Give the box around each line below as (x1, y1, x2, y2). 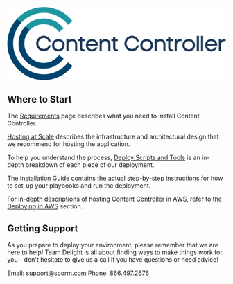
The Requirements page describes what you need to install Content (7, 112, 200, 121)
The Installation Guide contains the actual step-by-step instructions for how (7, 174, 223, 183)
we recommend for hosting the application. (7, 140, 130, 148)
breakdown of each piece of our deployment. (25, 161, 155, 169)
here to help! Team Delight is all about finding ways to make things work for (7, 248, 223, 256)
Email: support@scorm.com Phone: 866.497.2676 (7, 269, 150, 277)
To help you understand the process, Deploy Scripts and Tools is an (7, 153, 201, 162)
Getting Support (7, 222, 78, 234)
